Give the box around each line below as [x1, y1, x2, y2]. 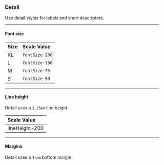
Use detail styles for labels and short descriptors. [5, 15, 104, 21]
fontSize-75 [22, 68, 50, 73]
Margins [5, 144, 22, 149]
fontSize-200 [22, 52, 53, 58]
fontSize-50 [22, 76, 50, 82]
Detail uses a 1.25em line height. [5, 104, 69, 111]
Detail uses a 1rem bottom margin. [5, 154, 73, 160]
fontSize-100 [22, 60, 53, 65]
